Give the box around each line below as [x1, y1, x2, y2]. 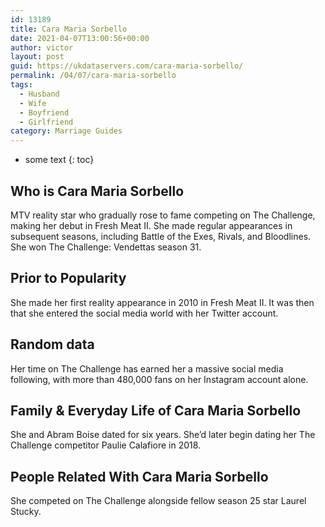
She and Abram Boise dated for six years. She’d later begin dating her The [10, 429, 316, 441]
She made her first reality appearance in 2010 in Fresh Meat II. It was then [10, 296, 315, 308]
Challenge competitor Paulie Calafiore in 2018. [10, 439, 202, 451]
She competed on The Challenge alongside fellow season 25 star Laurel [10, 495, 307, 507]
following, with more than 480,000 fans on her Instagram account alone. [10, 373, 309, 385]
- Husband [19, 89, 60, 99]
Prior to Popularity [10, 270, 127, 287]
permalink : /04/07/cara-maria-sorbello [10, 71, 177, 81]
